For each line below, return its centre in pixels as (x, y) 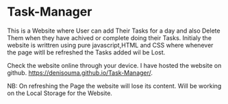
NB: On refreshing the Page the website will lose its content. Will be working (114, 86)
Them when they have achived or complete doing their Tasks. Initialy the (110, 37)
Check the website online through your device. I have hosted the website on (114, 65)
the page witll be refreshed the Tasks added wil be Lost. (86, 52)
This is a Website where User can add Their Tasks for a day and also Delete (114, 31)
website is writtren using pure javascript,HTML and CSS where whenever (110, 45)
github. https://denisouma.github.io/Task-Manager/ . (80, 73)
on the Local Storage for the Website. (60, 93)
